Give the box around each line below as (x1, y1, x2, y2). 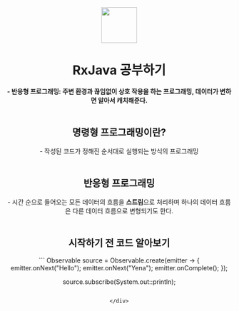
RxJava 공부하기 (72, 62, 166, 78)
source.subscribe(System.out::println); (62, 277, 176, 286)
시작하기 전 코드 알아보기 (68, 237, 171, 249)
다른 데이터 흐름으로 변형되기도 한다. (72, 206, 174, 215)
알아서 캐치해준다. (98, 96, 148, 104)
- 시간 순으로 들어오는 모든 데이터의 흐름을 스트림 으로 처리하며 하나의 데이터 (7, 198, 218, 206)
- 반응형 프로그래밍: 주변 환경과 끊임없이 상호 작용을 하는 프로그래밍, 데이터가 (6, 87, 219, 96)
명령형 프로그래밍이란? (72, 126, 166, 138)
